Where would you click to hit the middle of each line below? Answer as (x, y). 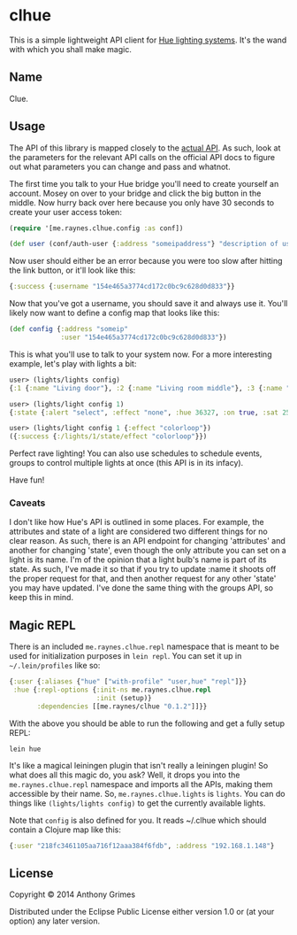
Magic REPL (43, 625)
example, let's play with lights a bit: (73, 363)
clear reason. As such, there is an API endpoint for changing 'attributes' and (147, 541)
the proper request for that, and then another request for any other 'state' (143, 579)
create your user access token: (65, 212)
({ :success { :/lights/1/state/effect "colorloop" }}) (108, 437)
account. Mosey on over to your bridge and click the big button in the (135, 193)
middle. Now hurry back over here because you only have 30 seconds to (142, 202)
